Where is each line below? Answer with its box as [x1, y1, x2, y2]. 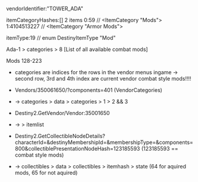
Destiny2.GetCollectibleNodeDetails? [14, 133, 105, 139]
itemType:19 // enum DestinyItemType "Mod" [6, 34, 116, 41]
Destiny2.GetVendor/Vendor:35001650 [14, 110, 110, 116]
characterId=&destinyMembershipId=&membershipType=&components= [14, 139, 193, 146]
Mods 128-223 [6, 58, 42, 64]
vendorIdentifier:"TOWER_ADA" [6, 5, 84, 12]
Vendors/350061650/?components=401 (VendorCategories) [14, 87, 162, 94]
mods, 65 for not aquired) [14, 169, 78, 176]
